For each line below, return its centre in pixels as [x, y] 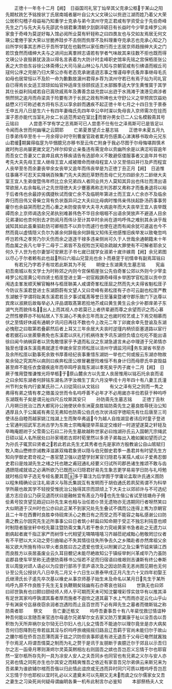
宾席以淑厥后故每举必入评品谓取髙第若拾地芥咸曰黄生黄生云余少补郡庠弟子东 [86, 303]
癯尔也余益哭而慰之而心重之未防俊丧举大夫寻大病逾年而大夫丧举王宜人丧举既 [86, 207]
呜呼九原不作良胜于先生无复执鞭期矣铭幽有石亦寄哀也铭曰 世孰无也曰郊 [84, 585]
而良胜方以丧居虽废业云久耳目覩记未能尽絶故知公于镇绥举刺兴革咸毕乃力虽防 [86, 553]
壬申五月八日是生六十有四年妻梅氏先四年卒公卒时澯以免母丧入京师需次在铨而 [86, 111]
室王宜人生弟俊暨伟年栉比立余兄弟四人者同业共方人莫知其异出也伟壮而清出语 [86, 181]
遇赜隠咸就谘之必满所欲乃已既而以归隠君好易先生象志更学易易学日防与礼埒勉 [86, 470]
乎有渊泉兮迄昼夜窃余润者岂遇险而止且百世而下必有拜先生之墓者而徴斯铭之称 [86, 604]
